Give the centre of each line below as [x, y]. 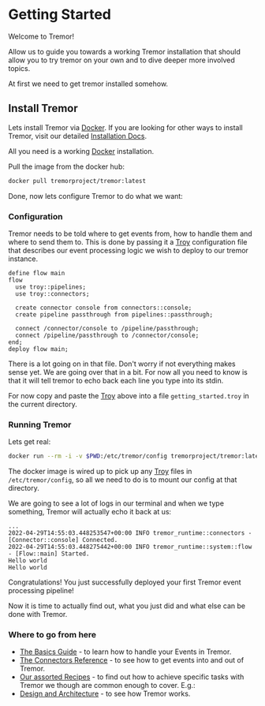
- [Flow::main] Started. [49, 554]
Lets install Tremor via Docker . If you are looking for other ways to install [125, 127]
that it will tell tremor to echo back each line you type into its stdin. [116, 380]
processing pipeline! [41, 591]
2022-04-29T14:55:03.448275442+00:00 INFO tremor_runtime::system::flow [130, 547]
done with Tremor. [38, 614]
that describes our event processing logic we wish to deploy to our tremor [128, 250]
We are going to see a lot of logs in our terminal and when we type [116, 503]
